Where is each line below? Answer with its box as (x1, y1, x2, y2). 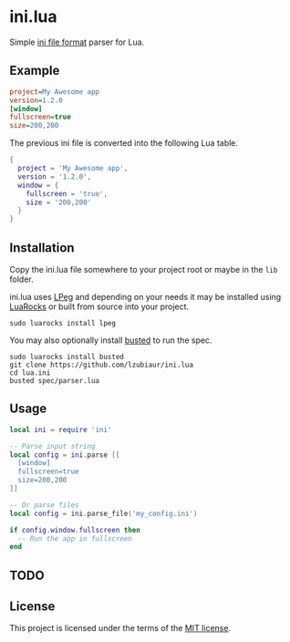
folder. (9, 274, 34, 285)
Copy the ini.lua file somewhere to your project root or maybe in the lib (9, 264, 278, 274)
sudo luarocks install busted (9, 352, 125, 361)
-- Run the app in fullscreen (17, 533, 132, 544)
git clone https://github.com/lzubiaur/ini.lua (9, 360, 194, 369)
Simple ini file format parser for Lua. (9, 36, 145, 47)
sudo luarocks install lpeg (9, 318, 117, 327)
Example (9, 63, 60, 78)
